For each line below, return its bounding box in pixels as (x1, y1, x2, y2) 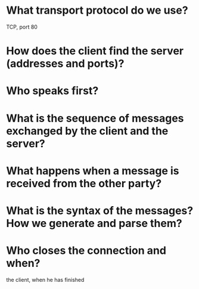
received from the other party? (6, 176, 162, 190)
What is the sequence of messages (6, 111, 184, 125)
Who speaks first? (6, 84, 99, 98)
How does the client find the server (6, 44, 184, 58)
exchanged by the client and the (6, 124, 169, 138)
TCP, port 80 (6, 23, 38, 30)
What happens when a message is (6, 164, 180, 178)
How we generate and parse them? (6, 216, 183, 230)
